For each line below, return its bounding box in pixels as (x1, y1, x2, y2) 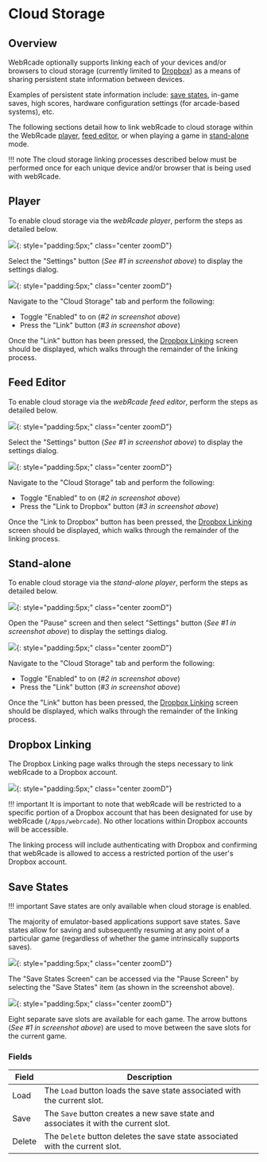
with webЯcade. (8, 172, 61, 181)
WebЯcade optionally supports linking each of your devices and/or (8, 57, 226, 67)
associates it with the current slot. (44, 1118, 171, 1129)
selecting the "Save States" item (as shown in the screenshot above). (8, 983, 235, 992)
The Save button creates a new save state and (44, 1108, 215, 1119)
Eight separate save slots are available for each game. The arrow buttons (8, 1015, 248, 1024)
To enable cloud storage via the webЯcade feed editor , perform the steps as (8, 397, 258, 406)
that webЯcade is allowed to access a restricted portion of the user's (8, 849, 234, 859)
